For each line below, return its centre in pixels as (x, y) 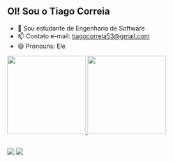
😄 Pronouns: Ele (42, 46)
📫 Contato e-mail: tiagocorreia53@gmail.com (83, 36)
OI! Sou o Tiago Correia (59, 11)
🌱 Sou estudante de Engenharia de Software (81, 28)
